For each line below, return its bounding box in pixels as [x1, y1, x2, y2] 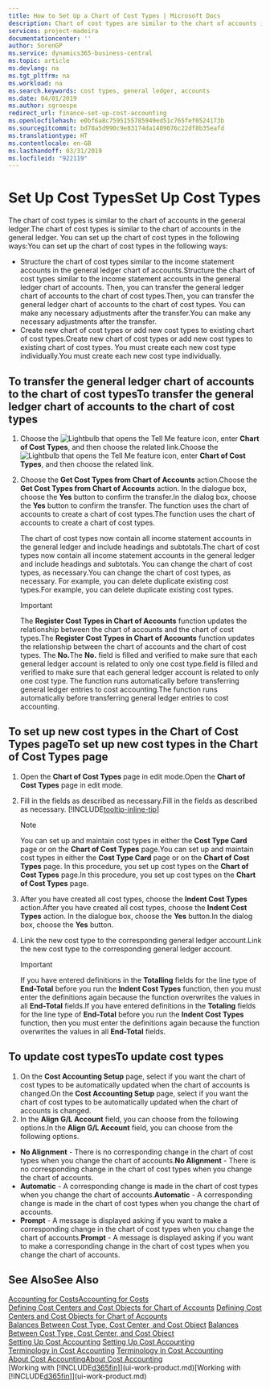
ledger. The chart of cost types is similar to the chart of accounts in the [8, 224, 242, 234]
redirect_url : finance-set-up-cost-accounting [8, 110, 167, 118]
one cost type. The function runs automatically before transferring [19, 676, 239, 685]
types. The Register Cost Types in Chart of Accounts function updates [19, 634, 256, 643]
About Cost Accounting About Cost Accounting [8, 1354, 163, 1364]
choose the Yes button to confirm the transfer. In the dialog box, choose [19, 493, 257, 501]
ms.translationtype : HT [8, 131, 88, 139]
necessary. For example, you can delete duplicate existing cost [19, 576, 229, 585]
